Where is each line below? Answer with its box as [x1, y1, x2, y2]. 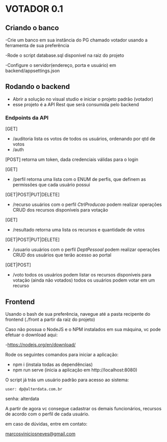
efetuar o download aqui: [5, 332, 58, 338]
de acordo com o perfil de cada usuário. [5, 411, 90, 417]
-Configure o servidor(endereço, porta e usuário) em [5, 62, 116, 68]
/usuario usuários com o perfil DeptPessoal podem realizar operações [12, 246, 160, 253]
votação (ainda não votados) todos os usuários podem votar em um [12, 277, 155, 284]
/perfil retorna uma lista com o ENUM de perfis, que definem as [12, 176, 146, 182]
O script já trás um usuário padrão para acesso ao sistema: [5, 377, 129, 383]
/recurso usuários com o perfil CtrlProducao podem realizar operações [12, 201, 162, 207]
